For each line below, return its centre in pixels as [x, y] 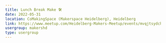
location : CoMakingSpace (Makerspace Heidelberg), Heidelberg [70, 19]
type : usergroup [22, 33]
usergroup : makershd [26, 28]
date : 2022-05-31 [23, 14]
